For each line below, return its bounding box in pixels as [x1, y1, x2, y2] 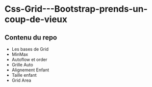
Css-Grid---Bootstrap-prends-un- [4, 3, 148, 15]
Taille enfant [11, 72, 37, 78]
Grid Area [11, 77, 31, 83]
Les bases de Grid [11, 46, 49, 52]
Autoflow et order [11, 57, 48, 62]
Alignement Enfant [11, 67, 50, 73]
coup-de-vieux [4, 14, 67, 25]
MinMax [11, 51, 28, 57]
